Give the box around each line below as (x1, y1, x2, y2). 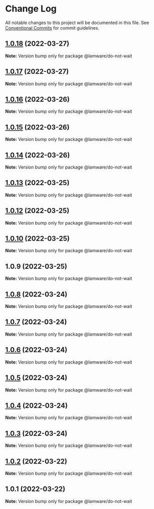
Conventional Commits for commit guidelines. (5, 25, 99, 31)
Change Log (5, 3, 57, 15)
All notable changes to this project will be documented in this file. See (5, 20, 149, 26)
